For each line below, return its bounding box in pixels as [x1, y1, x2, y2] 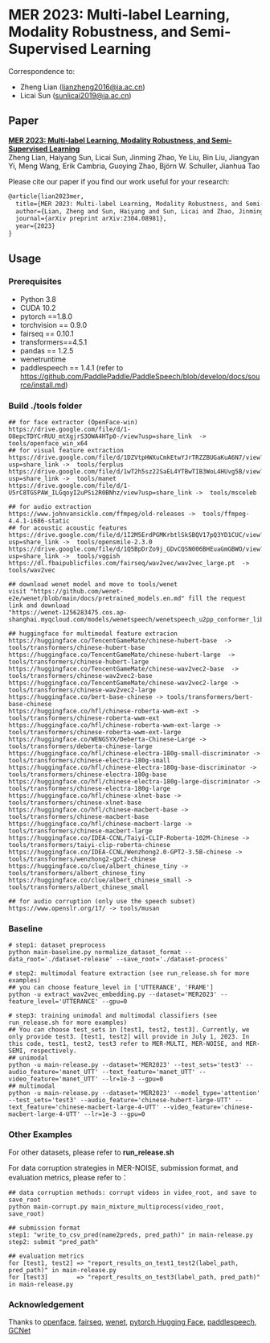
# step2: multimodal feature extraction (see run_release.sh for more [8, 969, 250, 977]
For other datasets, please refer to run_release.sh [8, 1147, 174, 1157]
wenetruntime [19, 354, 67, 364]
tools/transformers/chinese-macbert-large [8, 827, 153, 835]
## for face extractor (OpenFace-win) [8, 418, 138, 426]
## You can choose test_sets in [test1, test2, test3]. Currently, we [8, 1026, 250, 1034]
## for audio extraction [8, 502, 92, 510]
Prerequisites [8, 276, 62, 287]
